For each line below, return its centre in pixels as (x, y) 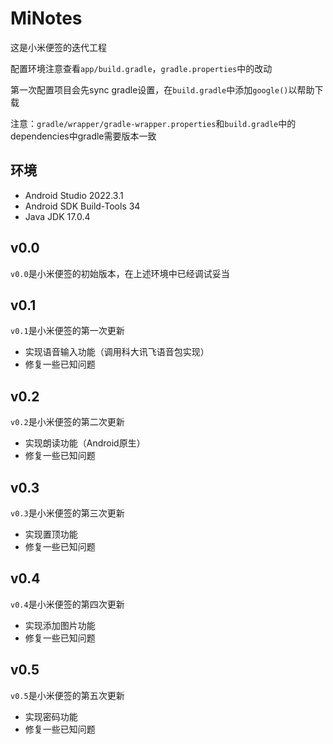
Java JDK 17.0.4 (57, 216)
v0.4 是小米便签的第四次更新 (67, 604)
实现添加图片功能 (60, 625)
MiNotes (46, 18)
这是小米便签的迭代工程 (58, 47)
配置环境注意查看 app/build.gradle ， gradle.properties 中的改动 (141, 68)
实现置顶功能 (51, 534)
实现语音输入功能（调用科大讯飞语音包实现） (117, 352)
